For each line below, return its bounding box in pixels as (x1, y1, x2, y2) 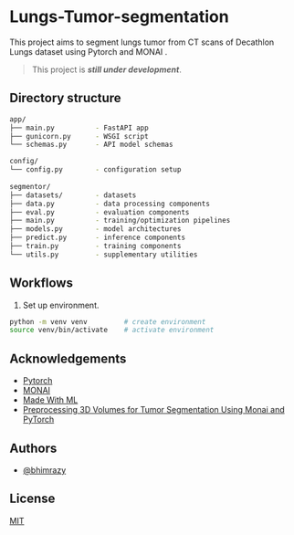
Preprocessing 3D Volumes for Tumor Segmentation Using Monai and (22, 404, 285, 415)
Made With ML (22, 394, 79, 405)
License (9, 491, 56, 507)
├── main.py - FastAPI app (9, 123, 149, 132)
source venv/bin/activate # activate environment (9, 326, 215, 335)
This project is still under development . (31, 64, 183, 75)
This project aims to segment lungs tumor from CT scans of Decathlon (9, 37, 275, 47)
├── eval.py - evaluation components (9, 207, 190, 216)
